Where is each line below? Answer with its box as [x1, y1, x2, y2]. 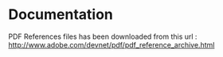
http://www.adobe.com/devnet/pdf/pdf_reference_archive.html [8, 40, 215, 49]
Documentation [8, 6, 114, 24]
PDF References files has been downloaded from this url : [8, 32, 198, 41]
